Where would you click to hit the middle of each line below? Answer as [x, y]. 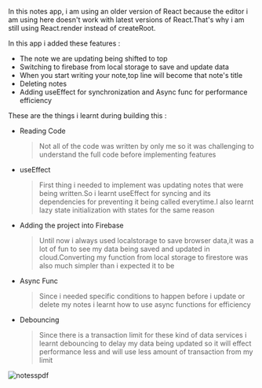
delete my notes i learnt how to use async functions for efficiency [145, 305]
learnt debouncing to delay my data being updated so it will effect [145, 343]
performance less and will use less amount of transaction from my [146, 352]
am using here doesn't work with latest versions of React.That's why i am [126, 20]
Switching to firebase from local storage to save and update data [124, 67]
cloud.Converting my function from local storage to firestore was [144, 257]
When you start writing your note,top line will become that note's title [131, 75]
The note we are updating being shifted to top [93, 59]
